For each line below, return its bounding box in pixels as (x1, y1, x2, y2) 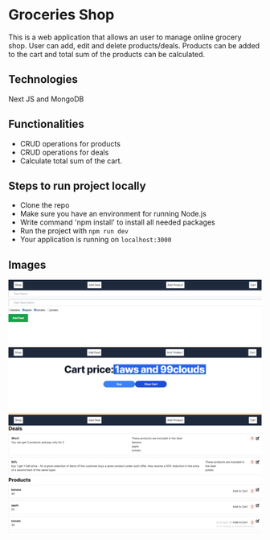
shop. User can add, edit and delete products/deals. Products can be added (8, 40, 260, 50)
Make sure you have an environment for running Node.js (19, 209, 207, 219)
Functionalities (8, 117, 84, 131)
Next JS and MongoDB (8, 94, 84, 104)
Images (8, 258, 47, 271)
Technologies (8, 72, 79, 86)
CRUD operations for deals (19, 147, 109, 157)
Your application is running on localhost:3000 (19, 235, 172, 245)
